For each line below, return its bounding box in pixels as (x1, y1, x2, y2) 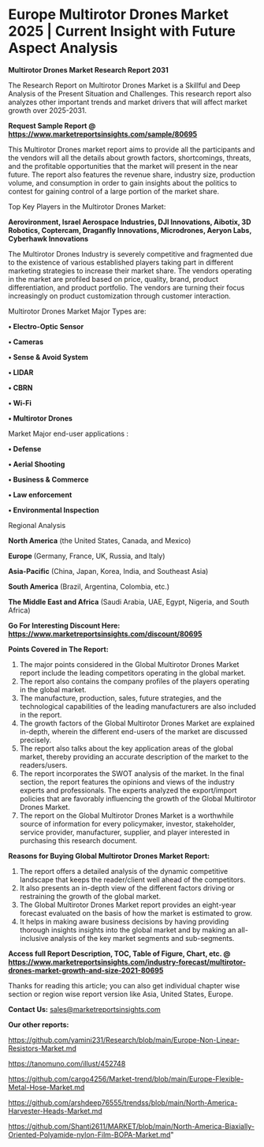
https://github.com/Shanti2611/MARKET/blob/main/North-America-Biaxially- (8, 1121, 255, 1130)
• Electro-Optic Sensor (8, 321, 84, 331)
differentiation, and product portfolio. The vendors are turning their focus (8, 283, 245, 292)
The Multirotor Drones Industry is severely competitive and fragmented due (8, 249, 254, 258)
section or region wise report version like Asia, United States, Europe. (8, 989, 234, 999)
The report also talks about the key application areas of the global (19, 744, 234, 753)
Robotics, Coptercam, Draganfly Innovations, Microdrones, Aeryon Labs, (8, 225, 252, 234)
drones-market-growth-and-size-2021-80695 (8, 965, 164, 975)
